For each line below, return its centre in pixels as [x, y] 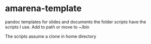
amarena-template [43, 8]
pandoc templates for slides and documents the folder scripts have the [76, 22]
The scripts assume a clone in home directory [51, 36]
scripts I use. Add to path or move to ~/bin [47, 27]
